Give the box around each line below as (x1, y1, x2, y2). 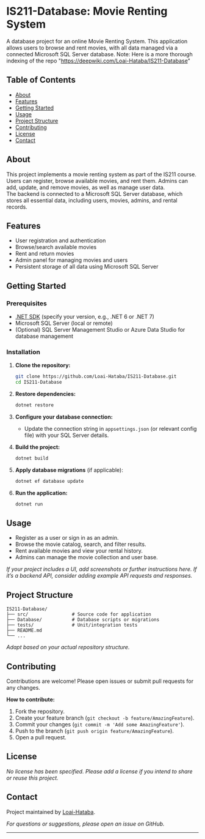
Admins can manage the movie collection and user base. (15, 554, 158, 561)
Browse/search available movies (15, 244, 97, 251)
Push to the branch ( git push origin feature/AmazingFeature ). (15, 727, 174, 735)
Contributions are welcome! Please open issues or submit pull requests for (6, 677, 194, 685)
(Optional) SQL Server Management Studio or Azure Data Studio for (15, 326, 185, 334)
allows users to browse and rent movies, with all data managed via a (6, 44, 178, 51)
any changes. (6, 684, 41, 692)
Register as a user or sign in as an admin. (15, 534, 119, 542)
